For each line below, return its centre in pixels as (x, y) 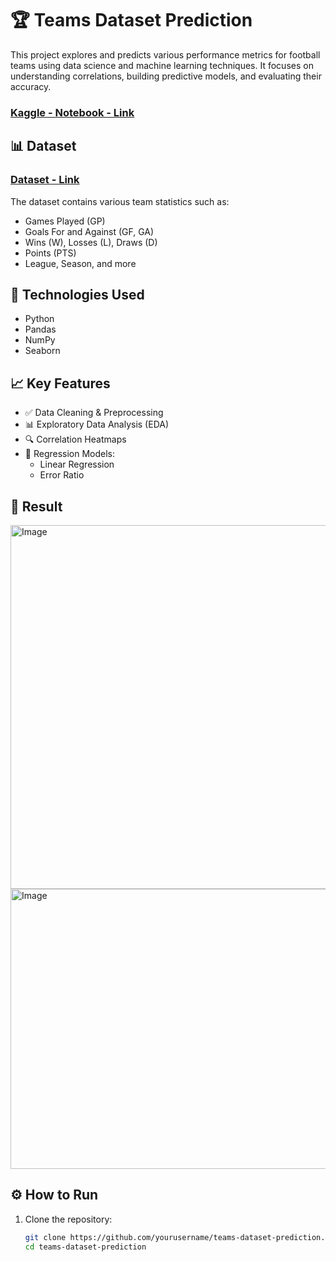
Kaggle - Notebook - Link (72, 112)
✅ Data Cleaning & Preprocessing (94, 413)
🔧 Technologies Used (77, 294)
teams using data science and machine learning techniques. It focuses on (162, 65)
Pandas (40, 329)
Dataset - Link (45, 180)
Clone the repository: (68, 1219)
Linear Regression (77, 464)
